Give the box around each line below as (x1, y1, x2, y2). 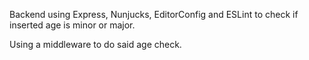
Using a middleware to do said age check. (9, 39, 182, 50)
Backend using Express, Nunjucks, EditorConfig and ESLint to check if (9, 9, 299, 20)
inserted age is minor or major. (9, 19, 136, 31)
